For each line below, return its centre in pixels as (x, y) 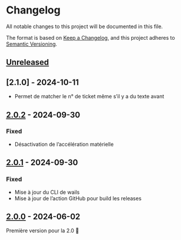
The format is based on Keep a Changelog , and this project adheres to (90, 37)
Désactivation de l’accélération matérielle (64, 144)
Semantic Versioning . (32, 44)
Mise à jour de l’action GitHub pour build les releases (78, 198)
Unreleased (28, 62)
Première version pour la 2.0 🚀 (43, 231)
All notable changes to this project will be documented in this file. (85, 26)
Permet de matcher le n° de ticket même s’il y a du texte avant (89, 97)
